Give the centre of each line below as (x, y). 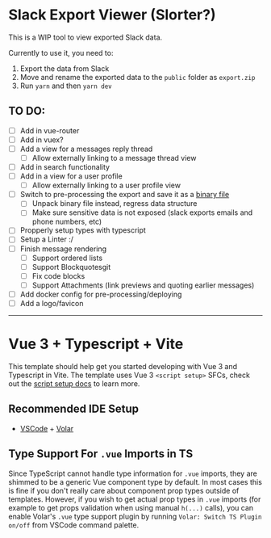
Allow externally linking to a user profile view (106, 185)
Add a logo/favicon (52, 303)
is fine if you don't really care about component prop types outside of (124, 490)
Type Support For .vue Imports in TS (101, 454)
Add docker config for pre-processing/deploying (101, 294)
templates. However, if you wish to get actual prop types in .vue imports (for (135, 499)
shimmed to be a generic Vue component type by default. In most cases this (135, 481)
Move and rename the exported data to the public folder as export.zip (138, 77)
